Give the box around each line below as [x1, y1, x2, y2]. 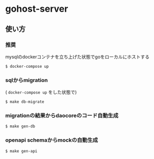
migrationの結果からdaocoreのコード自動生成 [5, 112, 119, 119]
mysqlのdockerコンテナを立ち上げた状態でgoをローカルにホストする [5, 54, 150, 60]
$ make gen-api [5, 148, 38, 153]
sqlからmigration [5, 76, 48, 84]
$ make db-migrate [5, 99, 44, 104]
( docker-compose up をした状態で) [5, 89, 77, 95]
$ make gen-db [5, 124, 36, 129]
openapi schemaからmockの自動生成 [5, 137, 98, 144]
